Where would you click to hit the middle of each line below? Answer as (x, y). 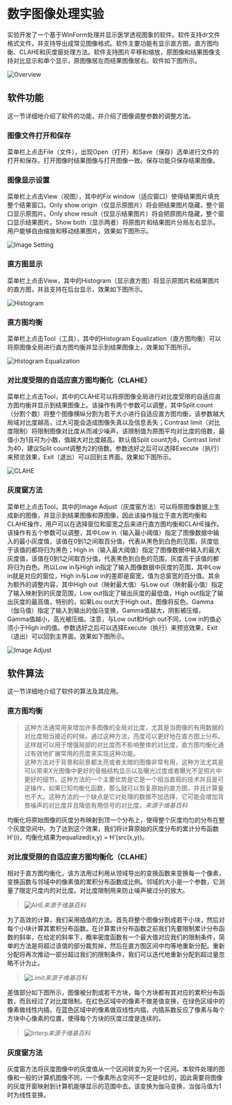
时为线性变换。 (28, 1095)
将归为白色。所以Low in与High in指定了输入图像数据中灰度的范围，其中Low (114, 567)
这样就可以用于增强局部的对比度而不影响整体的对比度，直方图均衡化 (121, 745)
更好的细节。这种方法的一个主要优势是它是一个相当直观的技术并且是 (121, 779)
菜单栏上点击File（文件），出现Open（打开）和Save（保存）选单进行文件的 (113, 152)
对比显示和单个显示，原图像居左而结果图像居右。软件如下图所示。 (107, 60)
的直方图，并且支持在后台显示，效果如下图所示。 (77, 289)
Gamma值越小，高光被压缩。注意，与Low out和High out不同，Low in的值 (112, 619)
